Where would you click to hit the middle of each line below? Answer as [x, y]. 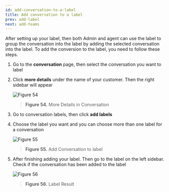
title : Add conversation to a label [44, 15]
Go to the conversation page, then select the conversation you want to [87, 64]
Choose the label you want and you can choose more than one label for [87, 124]
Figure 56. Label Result [50, 184]
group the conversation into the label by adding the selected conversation [82, 44]
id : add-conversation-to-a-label [41, 10]
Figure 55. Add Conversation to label [64, 149]
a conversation [28, 130]
